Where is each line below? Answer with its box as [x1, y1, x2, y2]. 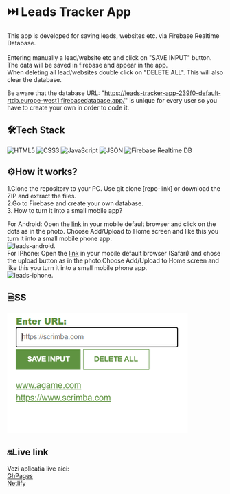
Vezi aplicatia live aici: [7, 464, 70, 473]
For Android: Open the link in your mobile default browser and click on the [7, 220, 216, 228]
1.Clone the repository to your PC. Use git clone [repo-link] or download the [7, 184, 221, 192]
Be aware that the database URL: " [7, 89, 105, 97]
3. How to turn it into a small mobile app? [7, 206, 123, 214]
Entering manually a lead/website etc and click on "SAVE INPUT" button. [7, 53, 212, 61]
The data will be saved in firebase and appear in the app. [7, 61, 168, 69]
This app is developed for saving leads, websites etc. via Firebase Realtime [7, 31, 220, 40]
